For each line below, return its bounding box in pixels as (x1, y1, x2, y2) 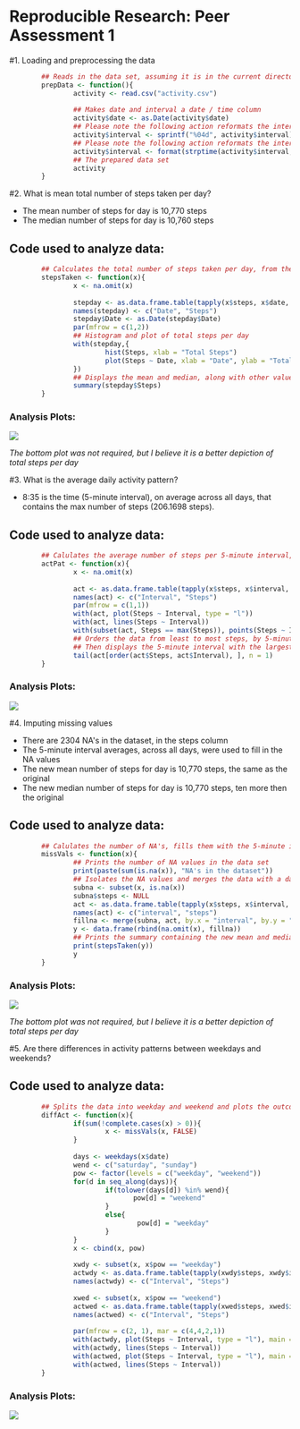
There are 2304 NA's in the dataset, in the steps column (21, 735, 229, 745)
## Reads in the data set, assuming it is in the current (41, 72, 262, 81)
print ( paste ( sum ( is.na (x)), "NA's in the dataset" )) (72, 866, 274, 876)
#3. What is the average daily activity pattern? (9, 474, 179, 485)
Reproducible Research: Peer (9, 6, 230, 27)
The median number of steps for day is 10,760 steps (21, 215, 214, 225)
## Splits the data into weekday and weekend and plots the (41, 1102, 270, 1111)
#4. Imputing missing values (9, 718, 113, 728)
